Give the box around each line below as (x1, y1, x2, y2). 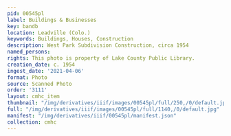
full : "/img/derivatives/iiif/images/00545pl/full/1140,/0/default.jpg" (7, 106, 220, 113)
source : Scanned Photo (7, 80, 72, 87)
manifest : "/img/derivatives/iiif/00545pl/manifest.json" (7, 112, 177, 119)
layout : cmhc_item (7, 93, 60, 100)
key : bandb (7, 23, 38, 30)
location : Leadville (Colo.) (7, 29, 91, 36)
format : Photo (7, 73, 48, 81)
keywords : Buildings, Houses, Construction (7, 36, 134, 43)
